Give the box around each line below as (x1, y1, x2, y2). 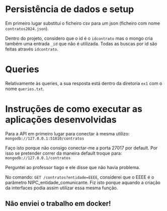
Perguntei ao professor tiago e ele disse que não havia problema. (5, 164, 140, 170)
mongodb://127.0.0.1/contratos (5, 155, 71, 161)
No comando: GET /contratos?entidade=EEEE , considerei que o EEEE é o (5, 174, 154, 180)
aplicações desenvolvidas (5, 114, 117, 125)
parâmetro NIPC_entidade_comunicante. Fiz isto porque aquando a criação (5, 179, 161, 185)
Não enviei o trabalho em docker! (5, 199, 111, 208)
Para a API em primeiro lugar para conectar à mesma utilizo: (5, 130, 130, 136)
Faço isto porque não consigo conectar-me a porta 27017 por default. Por (5, 145, 158, 151)
